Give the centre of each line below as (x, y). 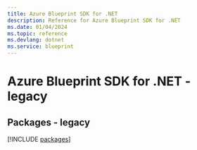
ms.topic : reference (38, 33)
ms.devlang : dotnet (36, 40)
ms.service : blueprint (40, 46)
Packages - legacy (49, 122)
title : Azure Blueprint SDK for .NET (63, 14)
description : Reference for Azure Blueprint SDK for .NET (94, 20)
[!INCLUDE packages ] (39, 139)
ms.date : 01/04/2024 (38, 27)
